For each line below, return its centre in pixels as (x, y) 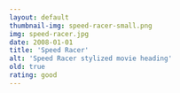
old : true (27, 67)
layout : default (39, 17)
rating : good (33, 75)
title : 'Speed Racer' (49, 50)
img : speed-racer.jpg (49, 34)
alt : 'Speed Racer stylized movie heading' (91, 58)
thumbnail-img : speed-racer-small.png (81, 26)
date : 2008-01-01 (41, 42)
